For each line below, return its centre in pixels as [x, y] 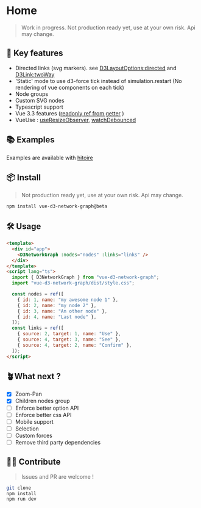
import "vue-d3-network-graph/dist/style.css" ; [73, 283]
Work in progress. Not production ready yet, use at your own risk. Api [108, 27]
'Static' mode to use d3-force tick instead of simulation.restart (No [98, 81]
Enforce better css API [43, 415]
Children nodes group [42, 401]
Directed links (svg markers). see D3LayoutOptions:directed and [96, 68]
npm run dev [21, 499]
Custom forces [34, 435]
